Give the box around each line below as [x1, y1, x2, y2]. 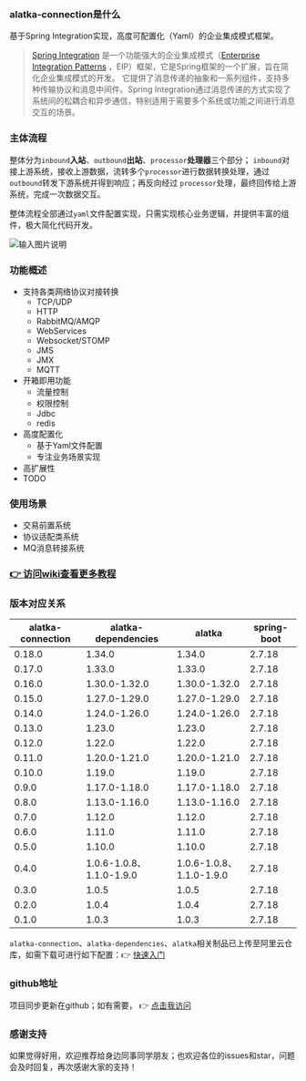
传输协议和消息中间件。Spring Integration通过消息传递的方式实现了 [39, 84, 291, 95]
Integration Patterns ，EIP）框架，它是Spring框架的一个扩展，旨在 [31, 61, 281, 72]
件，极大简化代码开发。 [9, 219, 97, 230]
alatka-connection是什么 [9, 7, 121, 20]
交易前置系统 [22, 520, 71, 530]
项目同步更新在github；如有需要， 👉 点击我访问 [9, 1000, 191, 1011]
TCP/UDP [36, 296, 73, 307]
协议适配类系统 [22, 531, 79, 542]
